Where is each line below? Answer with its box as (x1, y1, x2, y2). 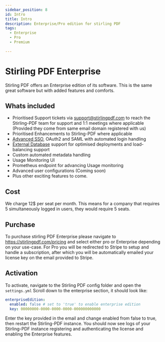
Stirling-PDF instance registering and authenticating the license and (5, 326, 144, 332)
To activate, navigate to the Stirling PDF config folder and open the (5, 282, 141, 288)
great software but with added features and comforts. (5, 87, 115, 93)
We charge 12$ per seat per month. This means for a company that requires (5, 201, 160, 207)
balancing (12, 147, 33, 153)
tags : (5, 26, 16, 31)
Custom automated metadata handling (12, 152, 91, 158)
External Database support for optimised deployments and (12, 141, 132, 147)
